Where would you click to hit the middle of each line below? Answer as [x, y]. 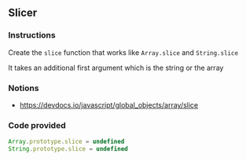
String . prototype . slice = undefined [68, 149]
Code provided [37, 125]
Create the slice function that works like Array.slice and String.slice [123, 52]
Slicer [23, 13]
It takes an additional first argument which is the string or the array [116, 68]
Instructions [32, 35]
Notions [24, 88]
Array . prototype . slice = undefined [66, 142]
